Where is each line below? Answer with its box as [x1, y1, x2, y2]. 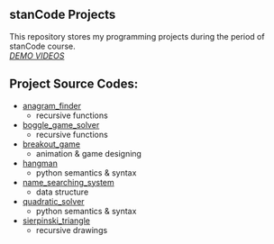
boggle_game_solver [22, 119, 100, 130]
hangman [22, 158, 59, 168]
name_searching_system [22, 176, 114, 187]
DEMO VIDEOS [9, 50, 65, 61]
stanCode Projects [9, 7, 116, 23]
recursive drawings [35, 224, 108, 235]
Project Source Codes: [9, 77, 139, 92]
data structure [35, 186, 89, 197]
